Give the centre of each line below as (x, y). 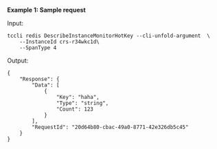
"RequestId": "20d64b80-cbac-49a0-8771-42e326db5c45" (110, 127)
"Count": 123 (75, 109)
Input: (15, 23)
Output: (18, 60)
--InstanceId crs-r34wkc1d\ (59, 42)
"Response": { (39, 79)
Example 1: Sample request (46, 10)
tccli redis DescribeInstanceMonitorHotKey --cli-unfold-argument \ (109, 36)
